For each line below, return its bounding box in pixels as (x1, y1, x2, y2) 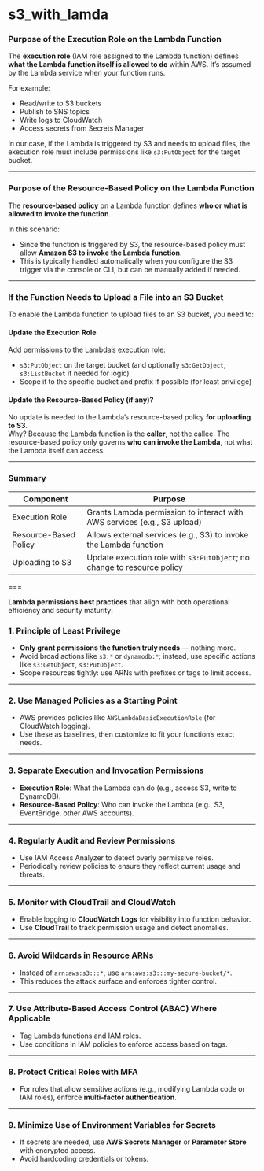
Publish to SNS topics (19, 107, 90, 116)
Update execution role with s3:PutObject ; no (86, 552, 250, 563)
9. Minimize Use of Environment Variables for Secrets (8, 1120, 216, 1131)
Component (23, 493, 68, 504)
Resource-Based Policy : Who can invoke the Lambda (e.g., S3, (19, 800, 225, 809)
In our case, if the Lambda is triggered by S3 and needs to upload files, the (8, 139, 251, 149)
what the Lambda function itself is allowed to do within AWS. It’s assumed (8, 60, 251, 69)
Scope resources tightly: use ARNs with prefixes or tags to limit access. (19, 668, 251, 678)
